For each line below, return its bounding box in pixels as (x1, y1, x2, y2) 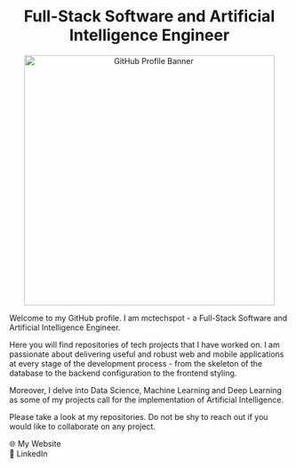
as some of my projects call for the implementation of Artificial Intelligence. (9, 394, 284, 405)
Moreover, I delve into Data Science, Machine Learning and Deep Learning (9, 384, 283, 395)
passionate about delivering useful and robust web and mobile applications (9, 349, 284, 359)
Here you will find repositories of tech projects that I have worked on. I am (9, 339, 280, 350)
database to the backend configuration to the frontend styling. (9, 367, 237, 378)
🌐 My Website (9, 438, 61, 448)
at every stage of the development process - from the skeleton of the (9, 358, 263, 368)
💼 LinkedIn (9, 448, 48, 459)
